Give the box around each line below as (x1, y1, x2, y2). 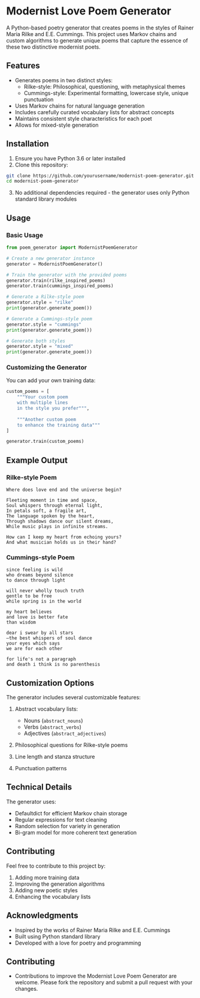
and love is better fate (6, 614, 68, 620)
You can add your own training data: (6, 377, 96, 384)
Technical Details (6, 782, 72, 793)
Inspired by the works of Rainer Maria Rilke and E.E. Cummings (14, 926, 171, 934)
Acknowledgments (6, 910, 79, 920)
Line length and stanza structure (14, 753, 95, 761)
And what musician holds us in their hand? (6, 539, 117, 545)
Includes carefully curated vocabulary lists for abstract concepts (14, 108, 175, 115)
